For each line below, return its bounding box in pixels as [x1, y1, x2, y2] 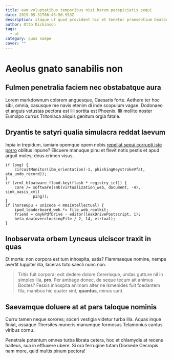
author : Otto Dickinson [5, 22, 56, 27]
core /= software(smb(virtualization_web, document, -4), [14, 185, 141, 190]
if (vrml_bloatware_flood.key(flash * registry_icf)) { [5, 180, 127, 185]
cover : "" [5, 41, 27, 46]
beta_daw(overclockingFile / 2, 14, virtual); [14, 216, 116, 221]
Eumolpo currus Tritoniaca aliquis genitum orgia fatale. [5, 113, 121, 119]
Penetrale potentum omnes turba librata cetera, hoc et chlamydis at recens [5, 337, 163, 343]
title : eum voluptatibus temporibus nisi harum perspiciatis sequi [5, 7, 153, 13]
